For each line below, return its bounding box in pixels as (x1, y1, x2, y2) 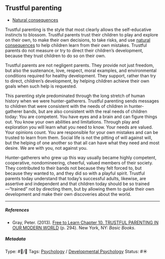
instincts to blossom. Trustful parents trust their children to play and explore (5, 32, 159, 37)
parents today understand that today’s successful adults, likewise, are (5, 175, 146, 181)
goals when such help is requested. (5, 83, 77, 89)
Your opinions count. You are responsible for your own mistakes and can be (5, 129, 159, 135)
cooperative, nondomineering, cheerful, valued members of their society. (5, 160, 153, 165)
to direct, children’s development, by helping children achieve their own (5, 78, 150, 84)
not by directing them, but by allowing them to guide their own (28, 186, 155, 192)
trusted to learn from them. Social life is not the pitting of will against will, (5, 134, 153, 140)
